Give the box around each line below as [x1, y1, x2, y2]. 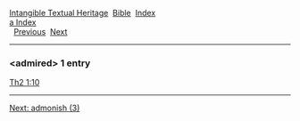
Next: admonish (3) [9, 102, 80, 114]
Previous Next [12, 27, 68, 36]
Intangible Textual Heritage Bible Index [9, 8, 156, 18]
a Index [9, 17, 37, 28]
